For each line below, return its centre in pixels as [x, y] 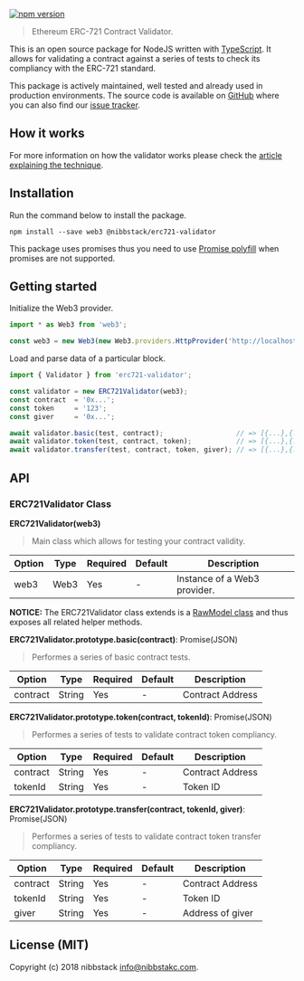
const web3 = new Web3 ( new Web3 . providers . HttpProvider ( [119, 341]
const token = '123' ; [58, 408]
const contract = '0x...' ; [62, 400]
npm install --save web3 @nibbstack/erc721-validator [113, 232]
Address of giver [218, 912]
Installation [42, 193]
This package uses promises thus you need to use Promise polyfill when [144, 248]
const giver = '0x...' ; [62, 416]
